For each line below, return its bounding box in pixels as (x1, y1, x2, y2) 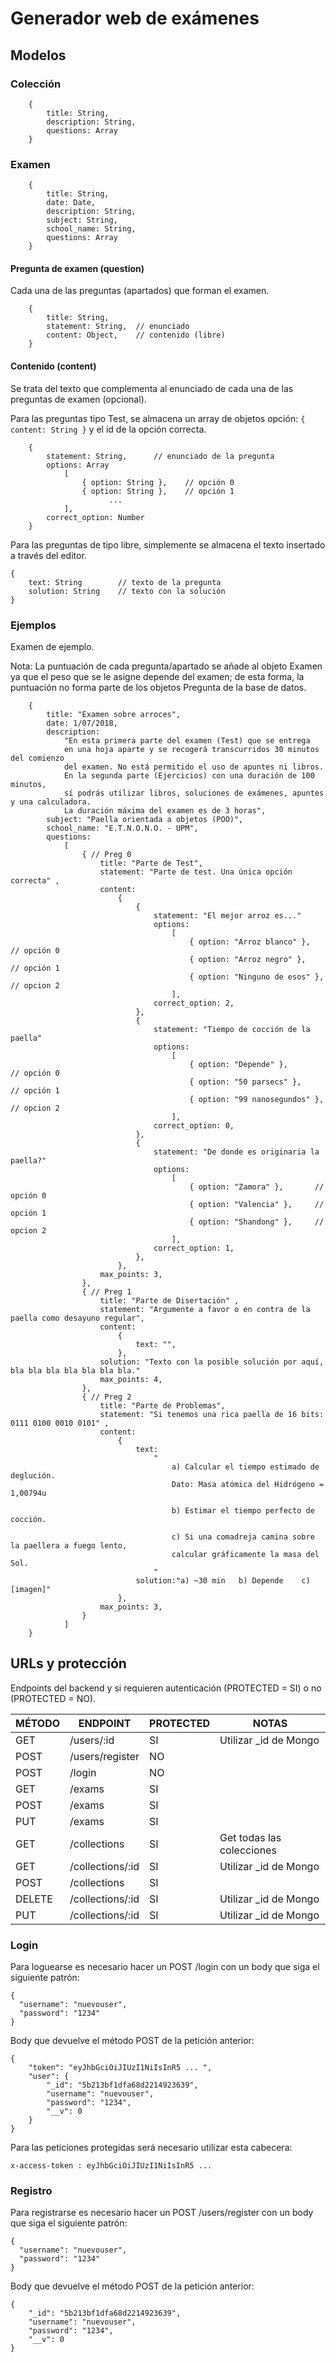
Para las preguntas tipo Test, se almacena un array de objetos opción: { (10, 412, 306, 424)
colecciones (219, 1843, 277, 1857)
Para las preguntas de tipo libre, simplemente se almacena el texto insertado (10, 538, 326, 551)
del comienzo (10, 753, 65, 763)
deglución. (10, 1470, 56, 1481)
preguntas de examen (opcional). (10, 393, 147, 405)
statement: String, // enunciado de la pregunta (46, 451, 275, 461)
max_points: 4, (99, 1374, 163, 1384)
